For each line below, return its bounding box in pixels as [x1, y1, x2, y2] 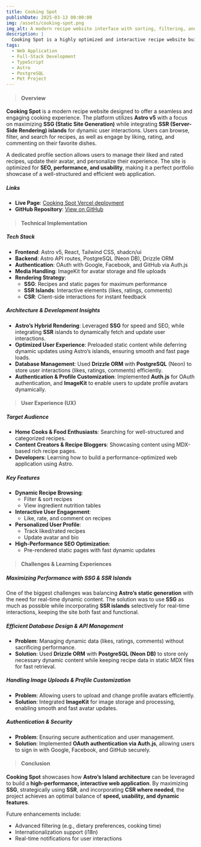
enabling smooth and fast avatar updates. [14, 704, 118, 712]
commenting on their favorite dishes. [6, 139, 97, 147]
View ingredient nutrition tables [23, 502, 101, 509]
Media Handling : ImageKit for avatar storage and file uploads [14, 267, 166, 275]
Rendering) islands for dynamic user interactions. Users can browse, [19, 127, 190, 134]
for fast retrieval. [14, 663, 56, 670]
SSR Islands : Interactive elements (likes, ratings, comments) [23, 287, 172, 294]
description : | [6, 31, 44, 37]
